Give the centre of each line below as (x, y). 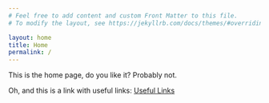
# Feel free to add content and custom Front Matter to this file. (123, 16)
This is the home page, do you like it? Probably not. (93, 75)
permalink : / (30, 53)
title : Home (28, 45)
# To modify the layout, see (57, 23)
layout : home (30, 38)
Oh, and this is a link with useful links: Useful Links (92, 91)
